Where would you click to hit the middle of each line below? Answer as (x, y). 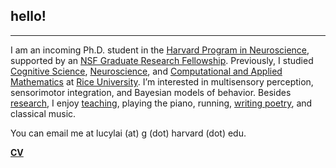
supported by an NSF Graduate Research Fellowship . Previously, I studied (162, 60)
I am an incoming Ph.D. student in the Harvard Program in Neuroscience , (160, 50)
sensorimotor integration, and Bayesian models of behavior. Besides (151, 92)
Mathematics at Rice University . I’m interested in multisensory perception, (162, 81)
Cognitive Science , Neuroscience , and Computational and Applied (146, 71)
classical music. (43, 113)
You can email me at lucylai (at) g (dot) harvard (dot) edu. (128, 133)
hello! (28, 16)
